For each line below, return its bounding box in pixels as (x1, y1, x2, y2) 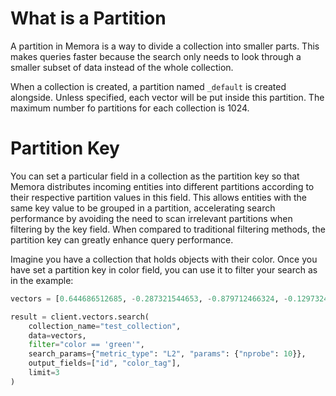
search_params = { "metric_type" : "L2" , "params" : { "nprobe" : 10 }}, (28, 349, 307, 359)
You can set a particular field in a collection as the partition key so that (10, 170, 300, 182)
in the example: (10, 274, 74, 286)
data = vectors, (28, 330, 87, 341)
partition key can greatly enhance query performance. (10, 233, 234, 246)
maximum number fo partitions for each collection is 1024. (10, 102, 250, 114)
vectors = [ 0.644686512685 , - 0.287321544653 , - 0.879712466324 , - (10, 293, 288, 304)
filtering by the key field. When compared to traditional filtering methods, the (10, 223, 326, 235)
